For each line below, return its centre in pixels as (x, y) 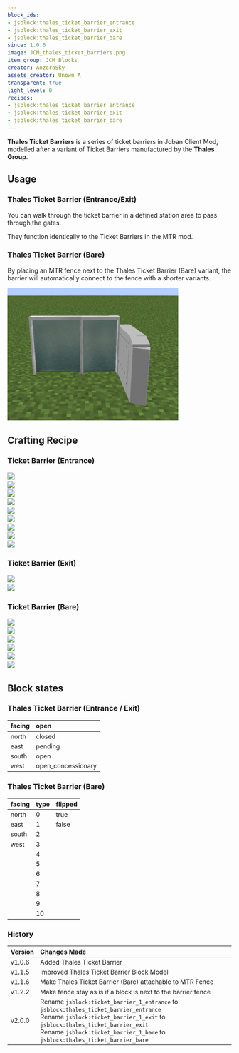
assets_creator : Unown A (44, 75)
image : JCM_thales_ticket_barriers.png (67, 53)
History (21, 934)
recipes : (20, 98)
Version (22, 952)
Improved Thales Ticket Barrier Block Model (104, 972)
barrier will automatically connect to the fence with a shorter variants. (109, 278)
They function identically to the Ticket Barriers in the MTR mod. (100, 236)
